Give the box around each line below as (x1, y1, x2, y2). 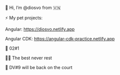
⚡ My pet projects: (5, 15, 43, 21)
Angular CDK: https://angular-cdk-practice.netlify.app (5, 36, 115, 41)
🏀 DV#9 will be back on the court (5, 65, 73, 70)
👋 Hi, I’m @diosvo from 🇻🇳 (5, 5, 61, 10)
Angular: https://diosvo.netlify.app (5, 26, 75, 32)
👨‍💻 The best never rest (5, 55, 52, 61)
